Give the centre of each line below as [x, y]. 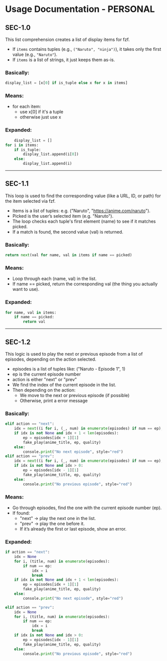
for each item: [27, 107]
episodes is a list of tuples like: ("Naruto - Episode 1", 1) [69, 369]
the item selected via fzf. [30, 201]
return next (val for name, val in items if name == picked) [69, 255]
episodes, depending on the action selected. [51, 359]
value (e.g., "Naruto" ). [35, 54]
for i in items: [22, 145]
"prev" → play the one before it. [52, 524]
